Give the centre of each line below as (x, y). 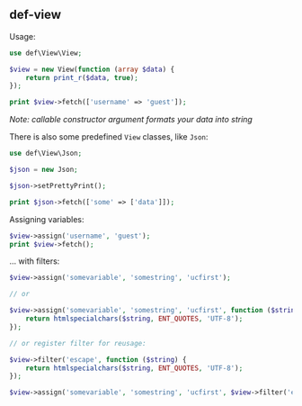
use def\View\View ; (46, 53)
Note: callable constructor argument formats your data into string (131, 120)
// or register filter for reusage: (78, 343)
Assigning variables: (47, 219)
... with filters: (35, 261)
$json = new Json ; (44, 170)
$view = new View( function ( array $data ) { (92, 69)
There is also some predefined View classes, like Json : (109, 137)
